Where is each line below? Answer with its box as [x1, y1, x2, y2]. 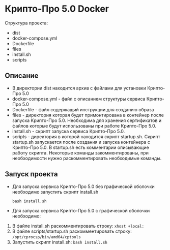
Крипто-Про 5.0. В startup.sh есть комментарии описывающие [12, 144, 149, 150]
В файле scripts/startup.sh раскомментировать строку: [12, 228, 132, 234]
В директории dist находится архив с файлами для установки [12, 85, 146, 91]
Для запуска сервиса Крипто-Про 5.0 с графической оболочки [12, 207, 150, 213]
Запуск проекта [5, 170, 58, 178]
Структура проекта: [5, 20, 48, 26]
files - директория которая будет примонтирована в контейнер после [12, 112, 164, 118]
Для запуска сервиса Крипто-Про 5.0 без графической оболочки [12, 183, 155, 190]
